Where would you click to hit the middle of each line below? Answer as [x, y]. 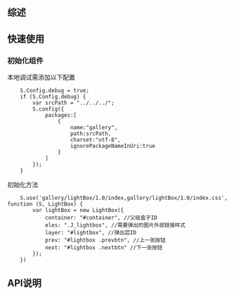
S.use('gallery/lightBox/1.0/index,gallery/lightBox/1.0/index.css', [124, 198]
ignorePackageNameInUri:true [113, 146]
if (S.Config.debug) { [53, 97]
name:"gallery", [94, 128]
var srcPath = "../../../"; [73, 103]
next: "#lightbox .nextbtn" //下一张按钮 [104, 248]
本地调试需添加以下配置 [41, 77]
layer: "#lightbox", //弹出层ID [91, 233]
